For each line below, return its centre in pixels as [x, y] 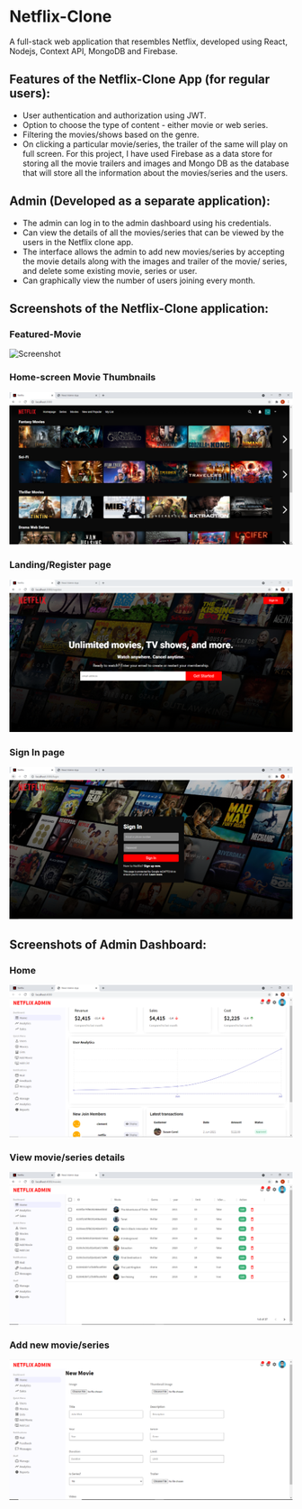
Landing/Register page [60, 565]
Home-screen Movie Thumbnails [83, 378]
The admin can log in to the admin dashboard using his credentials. [147, 223]
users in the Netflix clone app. [78, 242]
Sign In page [37, 752]
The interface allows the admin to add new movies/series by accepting [153, 251]
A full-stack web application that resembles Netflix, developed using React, [148, 41]
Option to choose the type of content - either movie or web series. [145, 124]
